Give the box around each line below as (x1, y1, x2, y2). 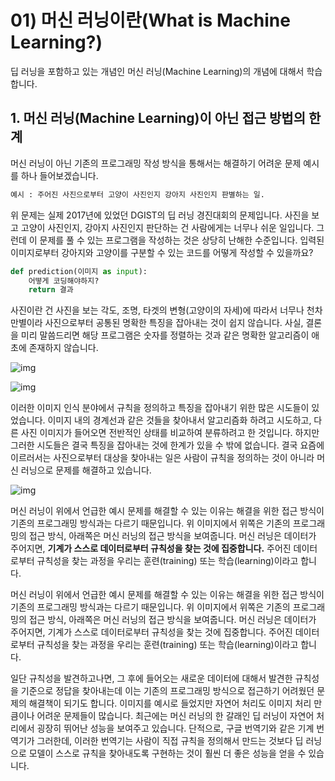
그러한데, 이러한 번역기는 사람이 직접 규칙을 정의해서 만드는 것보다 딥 (36, 735, 304, 747)
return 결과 (28, 285, 74, 295)
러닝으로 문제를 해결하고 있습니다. (20, 464, 152, 476)
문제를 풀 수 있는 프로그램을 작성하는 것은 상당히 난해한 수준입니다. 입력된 (39, 234, 325, 246)
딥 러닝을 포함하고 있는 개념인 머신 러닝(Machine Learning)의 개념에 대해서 (10, 65, 305, 77)
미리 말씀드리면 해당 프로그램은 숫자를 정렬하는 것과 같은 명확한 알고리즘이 (20, 329, 310, 341)
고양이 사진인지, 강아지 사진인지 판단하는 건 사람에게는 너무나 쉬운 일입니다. (20, 221, 315, 233)
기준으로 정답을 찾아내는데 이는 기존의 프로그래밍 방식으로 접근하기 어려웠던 (20, 685, 315, 697)
